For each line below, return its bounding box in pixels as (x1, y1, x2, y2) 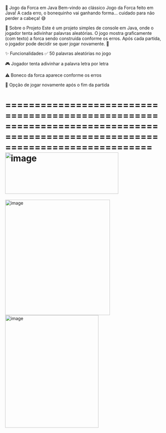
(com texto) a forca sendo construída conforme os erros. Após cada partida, (5, 35, 161, 41)
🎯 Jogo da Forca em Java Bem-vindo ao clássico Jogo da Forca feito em (5, 5, 154, 10)
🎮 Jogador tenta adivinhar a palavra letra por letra (5, 61, 109, 67)
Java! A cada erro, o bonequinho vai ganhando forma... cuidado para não (5, 10, 155, 16)
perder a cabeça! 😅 (5, 15, 46, 21)
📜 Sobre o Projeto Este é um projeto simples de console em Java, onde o (5, 25, 154, 31)
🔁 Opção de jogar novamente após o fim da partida (5, 82, 110, 88)
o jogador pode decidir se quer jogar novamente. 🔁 (5, 41, 110, 47)
